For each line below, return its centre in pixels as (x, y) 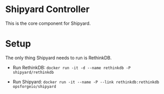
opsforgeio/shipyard (34, 86)
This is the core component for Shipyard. (48, 23)
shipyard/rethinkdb (33, 72)
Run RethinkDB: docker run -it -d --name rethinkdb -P (72, 67)
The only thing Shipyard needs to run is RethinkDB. (58, 58)
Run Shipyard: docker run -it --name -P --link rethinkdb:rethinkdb (86, 81)
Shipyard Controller (47, 9)
